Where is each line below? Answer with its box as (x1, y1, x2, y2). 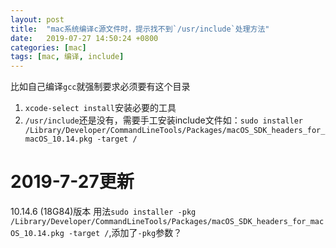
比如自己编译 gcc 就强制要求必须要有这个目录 (10, 81, 191, 93)
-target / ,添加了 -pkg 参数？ (68, 227, 183, 239)
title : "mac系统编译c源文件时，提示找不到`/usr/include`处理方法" (10, 24, 270, 34)
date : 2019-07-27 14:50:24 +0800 (10, 33, 159, 43)
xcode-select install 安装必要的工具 (24, 102, 177, 114)
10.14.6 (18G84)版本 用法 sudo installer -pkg (10, 206, 197, 218)
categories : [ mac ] (10, 42, 87, 53)
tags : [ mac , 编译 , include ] (10, 52, 125, 62)
